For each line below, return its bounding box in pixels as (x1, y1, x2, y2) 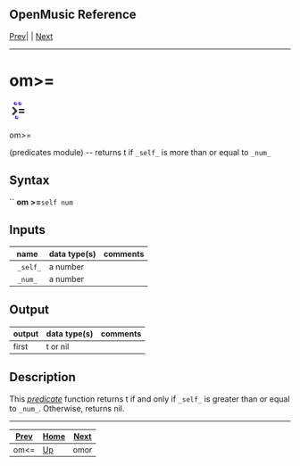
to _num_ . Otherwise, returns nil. (9, 403, 125, 413)
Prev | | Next (9, 30, 54, 41)
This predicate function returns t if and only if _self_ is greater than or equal (9, 393, 290, 404)
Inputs (9, 222, 46, 237)
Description (9, 370, 76, 385)
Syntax (9, 173, 50, 188)
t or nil (46, 341, 70, 352)
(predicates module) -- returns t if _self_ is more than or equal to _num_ (9, 146, 271, 157)
